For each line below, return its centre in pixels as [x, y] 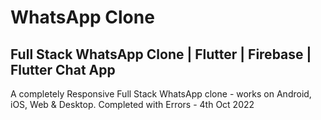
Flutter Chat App [63, 69]
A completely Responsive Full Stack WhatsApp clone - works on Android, [161, 94]
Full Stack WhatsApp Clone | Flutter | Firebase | [161, 54]
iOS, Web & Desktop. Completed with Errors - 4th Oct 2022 [132, 104]
